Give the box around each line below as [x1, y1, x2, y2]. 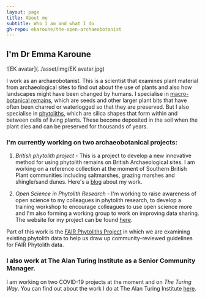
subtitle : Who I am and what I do [6, 20, 95, 26]
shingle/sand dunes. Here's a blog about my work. [15, 178, 143, 186]
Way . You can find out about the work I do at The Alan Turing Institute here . [6, 284, 197, 292]
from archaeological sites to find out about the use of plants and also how [6, 84, 192, 91]
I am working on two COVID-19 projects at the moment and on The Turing [6, 278, 192, 286]
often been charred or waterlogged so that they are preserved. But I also [6, 103, 190, 111]
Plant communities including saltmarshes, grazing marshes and [15, 171, 176, 179]
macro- [170, 90, 189, 98]
